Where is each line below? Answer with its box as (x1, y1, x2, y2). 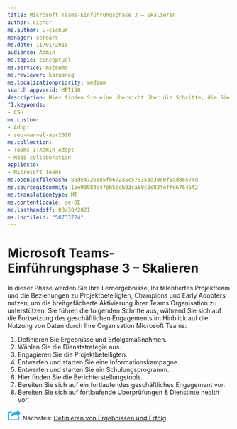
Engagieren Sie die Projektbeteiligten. (17, 350, 128, 359)
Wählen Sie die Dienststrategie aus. (17, 343, 122, 352)
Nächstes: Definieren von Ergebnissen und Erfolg (22, 414, 167, 423)
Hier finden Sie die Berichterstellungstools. (17, 373, 143, 381)
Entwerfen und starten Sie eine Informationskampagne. (17, 358, 180, 366)
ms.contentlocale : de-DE (7, 199, 81, 206)
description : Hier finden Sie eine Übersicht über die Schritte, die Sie (7, 94, 231, 101)
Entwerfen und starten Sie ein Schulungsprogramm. (17, 366, 170, 374)
